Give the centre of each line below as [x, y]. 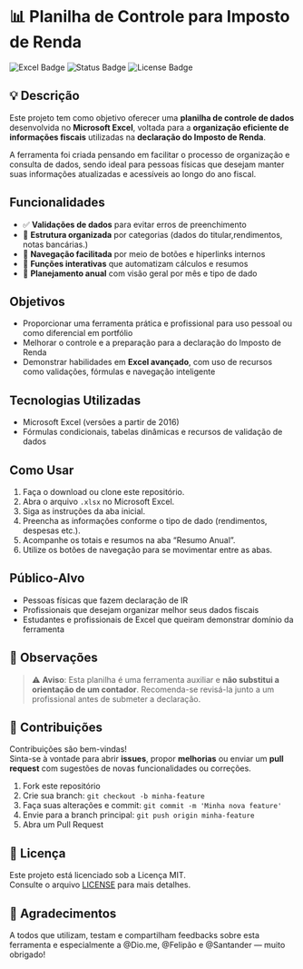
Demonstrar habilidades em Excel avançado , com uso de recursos [147, 362]
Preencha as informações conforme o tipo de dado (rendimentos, [145, 521]
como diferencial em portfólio [78, 333]
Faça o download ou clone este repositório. [103, 492]
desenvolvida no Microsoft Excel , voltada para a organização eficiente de [149, 127]
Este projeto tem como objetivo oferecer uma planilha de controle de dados [152, 117]
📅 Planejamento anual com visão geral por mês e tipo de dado [140, 273]
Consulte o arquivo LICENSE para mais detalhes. [100, 885]
